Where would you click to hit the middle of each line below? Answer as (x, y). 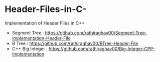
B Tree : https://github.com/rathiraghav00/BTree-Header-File (75, 43)
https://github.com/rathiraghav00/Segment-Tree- (96, 32)
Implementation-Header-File (41, 38)
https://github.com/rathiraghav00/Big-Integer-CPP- (102, 48)
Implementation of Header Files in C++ (45, 23)
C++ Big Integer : (30, 48)
